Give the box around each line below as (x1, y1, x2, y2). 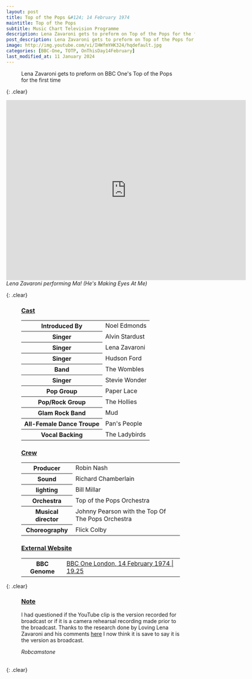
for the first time (21, 76, 61, 83)
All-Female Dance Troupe (24, 420, 100, 428)
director (35, 515, 59, 524)
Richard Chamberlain (75, 475, 135, 483)
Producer (33, 464, 61, 472)
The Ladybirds (105, 430, 146, 438)
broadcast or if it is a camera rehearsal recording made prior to (21, 617, 177, 624)
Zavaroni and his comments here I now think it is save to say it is (21, 630, 180, 637)
